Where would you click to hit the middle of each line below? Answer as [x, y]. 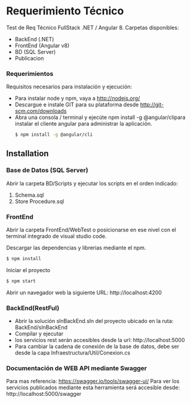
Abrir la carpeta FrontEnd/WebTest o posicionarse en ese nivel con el [91, 230]
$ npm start [21, 281]
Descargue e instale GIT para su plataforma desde [77, 105]
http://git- [152, 105]
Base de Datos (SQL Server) [47, 170]
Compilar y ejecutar [39, 334]
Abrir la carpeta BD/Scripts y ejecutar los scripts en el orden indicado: [92, 183]
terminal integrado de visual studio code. [56, 236]
